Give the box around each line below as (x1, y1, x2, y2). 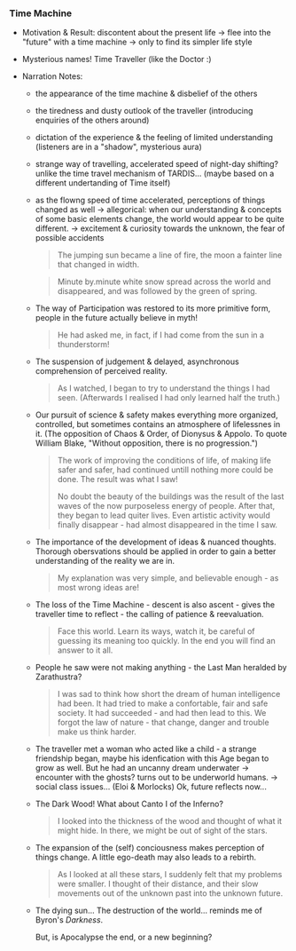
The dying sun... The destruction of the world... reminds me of (35, 905, 263, 916)
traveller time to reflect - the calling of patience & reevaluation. (35, 609, 264, 620)
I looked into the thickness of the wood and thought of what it (57, 816, 282, 827)
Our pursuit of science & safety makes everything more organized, (35, 409, 278, 420)
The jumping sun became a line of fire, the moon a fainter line (57, 250, 283, 260)
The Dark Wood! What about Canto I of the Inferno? (35, 798, 224, 810)
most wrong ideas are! (57, 582, 140, 593)
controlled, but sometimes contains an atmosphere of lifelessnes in (35, 419, 281, 430)
